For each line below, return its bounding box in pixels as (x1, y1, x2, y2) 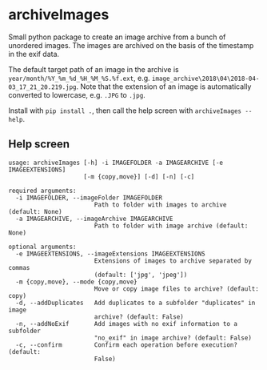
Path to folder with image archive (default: (94, 222, 249, 230)
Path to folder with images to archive (94, 200, 227, 209)
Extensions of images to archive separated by (94, 256, 252, 265)
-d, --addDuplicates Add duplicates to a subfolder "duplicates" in (15, 299, 256, 307)
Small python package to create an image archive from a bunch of (8, 32, 226, 42)
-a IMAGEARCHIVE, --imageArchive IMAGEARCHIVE (15, 215, 173, 223)
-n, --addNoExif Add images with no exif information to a (15, 320, 238, 328)
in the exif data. (8, 49, 60, 58)
